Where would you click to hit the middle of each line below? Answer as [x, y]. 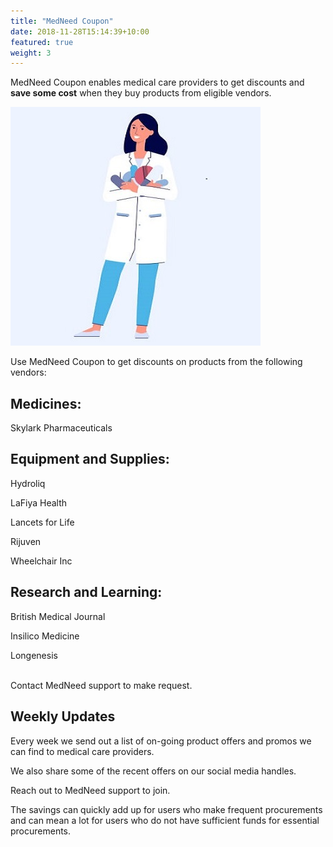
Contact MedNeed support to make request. [101, 685]
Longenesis [34, 655]
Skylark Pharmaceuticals [61, 428]
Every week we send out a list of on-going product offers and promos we [161, 741]
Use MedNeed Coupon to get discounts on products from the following [156, 362]
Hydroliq [28, 483]
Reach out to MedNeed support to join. [90, 790]
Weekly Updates [63, 716]
